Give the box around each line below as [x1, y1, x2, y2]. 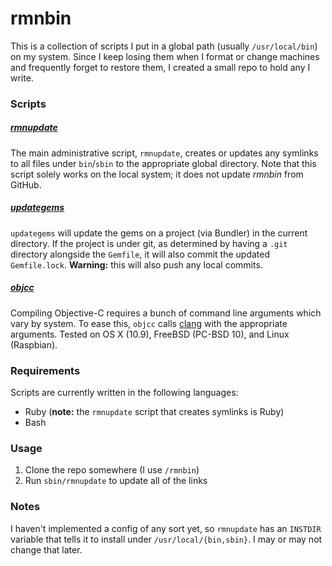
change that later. [10, 543, 83, 556]
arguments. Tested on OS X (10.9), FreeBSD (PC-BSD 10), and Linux [10, 328, 290, 340]
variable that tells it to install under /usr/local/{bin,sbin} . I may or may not [10, 533, 323, 545]
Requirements [10, 363, 81, 377]
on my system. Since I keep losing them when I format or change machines [10, 50, 320, 62]
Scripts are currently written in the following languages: [10, 387, 239, 399]
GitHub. [10, 178, 42, 191]
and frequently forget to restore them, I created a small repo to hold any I [10, 61, 311, 73]
